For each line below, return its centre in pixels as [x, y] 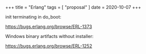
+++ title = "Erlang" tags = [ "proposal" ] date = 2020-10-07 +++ [73, 7]
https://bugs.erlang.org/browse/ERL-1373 [49, 26]
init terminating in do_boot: [33, 17]
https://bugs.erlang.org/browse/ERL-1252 [49, 46]
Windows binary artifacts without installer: [49, 36]
